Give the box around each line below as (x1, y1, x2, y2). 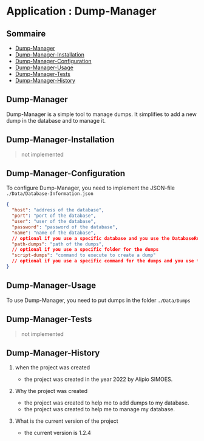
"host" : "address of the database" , (12, 207, 104, 213)
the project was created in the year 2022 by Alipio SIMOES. (24, 375, 173, 383)
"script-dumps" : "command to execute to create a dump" (12, 252, 156, 259)
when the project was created (15, 364, 90, 371)
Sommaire (6, 29, 46, 39)
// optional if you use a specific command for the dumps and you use (12, 258, 194, 264)
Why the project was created (15, 388, 88, 395)
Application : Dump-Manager (6, 4, 157, 18)
